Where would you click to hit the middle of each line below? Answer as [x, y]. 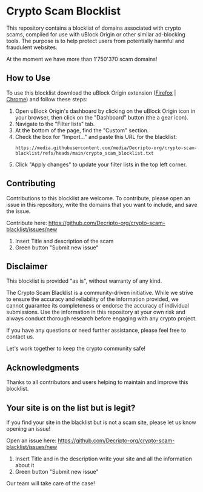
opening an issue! [28, 429]
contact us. [20, 337]
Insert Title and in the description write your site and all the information [104, 459]
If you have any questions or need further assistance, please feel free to [96, 330]
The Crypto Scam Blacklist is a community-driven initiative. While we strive [100, 293]
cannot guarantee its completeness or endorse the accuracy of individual [98, 306]
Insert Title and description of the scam [64, 241]
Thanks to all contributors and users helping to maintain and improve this [97, 382]
